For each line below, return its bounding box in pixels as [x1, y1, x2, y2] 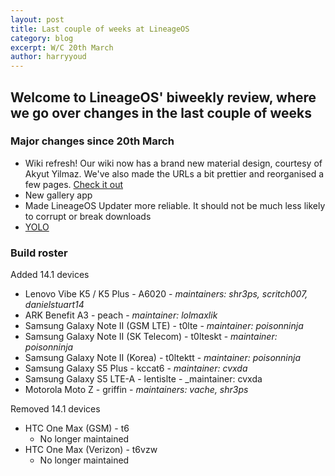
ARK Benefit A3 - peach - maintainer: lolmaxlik [24, 309, 218, 321]
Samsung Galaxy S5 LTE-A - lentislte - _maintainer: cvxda [24, 373, 263, 385]
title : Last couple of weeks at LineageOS [10, 24, 190, 34]
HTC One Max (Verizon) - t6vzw [24, 444, 158, 456]
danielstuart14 [24, 299, 85, 311]
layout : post [10, 14, 65, 25]
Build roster [10, 246, 68, 260]
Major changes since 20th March [10, 134, 175, 148]
